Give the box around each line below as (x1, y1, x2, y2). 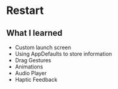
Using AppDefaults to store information (14, 50, 113, 58)
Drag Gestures (14, 57, 52, 64)
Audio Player (14, 70, 47, 76)
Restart (6, 4, 44, 18)
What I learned (6, 28, 63, 38)
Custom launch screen (14, 44, 71, 51)
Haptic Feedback (14, 76, 58, 83)
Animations (14, 63, 43, 70)
